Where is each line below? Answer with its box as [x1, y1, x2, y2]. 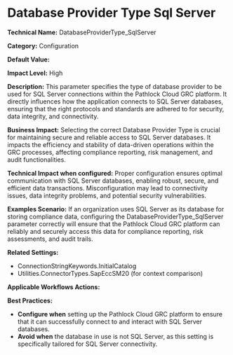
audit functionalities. [7, 155, 67, 164]
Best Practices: [7, 296, 53, 305]
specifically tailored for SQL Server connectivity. [17, 340, 158, 348]
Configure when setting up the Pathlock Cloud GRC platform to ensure [17, 309, 223, 318]
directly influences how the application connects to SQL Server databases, [7, 97, 223, 106]
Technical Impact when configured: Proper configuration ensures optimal [7, 169, 223, 177]
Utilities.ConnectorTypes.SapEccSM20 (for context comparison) [17, 269, 204, 277]
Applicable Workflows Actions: [7, 282, 100, 291]
